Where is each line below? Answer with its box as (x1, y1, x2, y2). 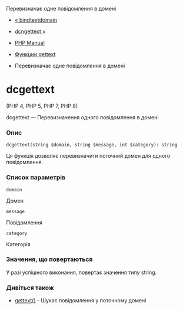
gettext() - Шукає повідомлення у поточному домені (14, 297, 147, 304)
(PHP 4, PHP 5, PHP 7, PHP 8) (6, 102, 78, 109)
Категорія (6, 240, 31, 247)
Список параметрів (6, 174, 66, 182)
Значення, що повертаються (6, 255, 93, 263)
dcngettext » (14, 28, 46, 35)
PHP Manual (14, 40, 45, 46)
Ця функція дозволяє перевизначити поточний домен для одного (6, 152, 171, 159)
